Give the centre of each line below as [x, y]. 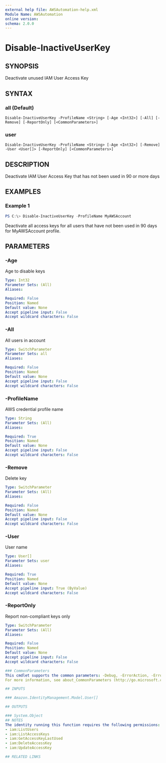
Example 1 [18, 206]
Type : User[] [19, 556]
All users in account [25, 340]
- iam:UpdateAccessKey [28, 748]
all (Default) [20, 108]
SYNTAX [19, 94]
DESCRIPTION [27, 164]
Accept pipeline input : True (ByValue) [46, 588]
